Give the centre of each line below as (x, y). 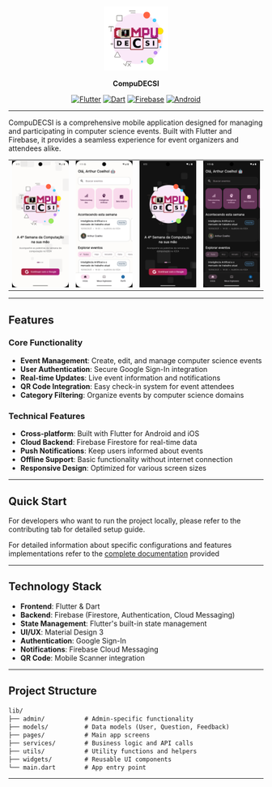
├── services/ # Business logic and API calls (101, 743)
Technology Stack (55, 586)
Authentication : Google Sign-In (73, 640)
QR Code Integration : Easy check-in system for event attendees (127, 386)
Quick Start (38, 501)
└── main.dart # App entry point (78, 768)
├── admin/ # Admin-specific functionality (101, 719)
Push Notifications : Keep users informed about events (112, 451)
